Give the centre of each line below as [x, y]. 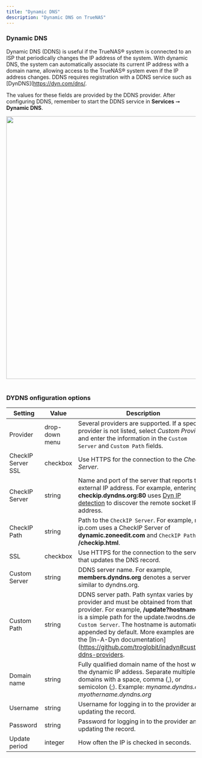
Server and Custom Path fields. [121, 446]
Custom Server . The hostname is [123, 625]
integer [54, 742]
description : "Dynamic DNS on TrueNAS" [56, 17]
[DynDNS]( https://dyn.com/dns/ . [47, 83]
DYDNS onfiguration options [49, 398]
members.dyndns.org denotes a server [134, 577]
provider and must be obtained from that [135, 602]
